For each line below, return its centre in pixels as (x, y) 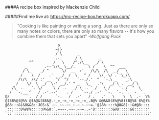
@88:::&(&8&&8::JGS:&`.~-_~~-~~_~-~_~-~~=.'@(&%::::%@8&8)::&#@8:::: (78, 105)
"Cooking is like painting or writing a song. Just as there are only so (85, 26)
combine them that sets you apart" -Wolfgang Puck (69, 36)
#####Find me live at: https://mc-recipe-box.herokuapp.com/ (67, 16)
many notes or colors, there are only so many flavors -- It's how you (86, 31)
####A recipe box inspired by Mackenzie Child (52, 7)
